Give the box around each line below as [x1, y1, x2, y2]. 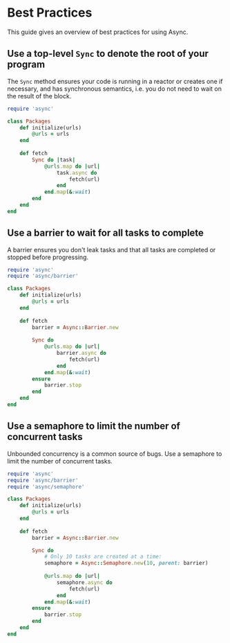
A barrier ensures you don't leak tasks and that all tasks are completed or [7, 245, 216, 254]
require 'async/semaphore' [7, 483, 85, 490]
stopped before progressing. [7, 253, 88, 261]
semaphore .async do [56, 579, 113, 586]
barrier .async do [56, 350, 107, 357]
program [7, 59, 46, 71]
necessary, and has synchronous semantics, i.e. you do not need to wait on [7, 85, 222, 93]
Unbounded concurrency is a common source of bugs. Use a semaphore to [7, 449, 222, 458]
